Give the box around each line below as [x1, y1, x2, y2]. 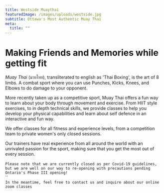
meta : [5, 21, 16, 26]
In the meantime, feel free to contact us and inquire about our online [5, 180, 160, 185]
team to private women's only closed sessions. [5, 131, 102, 137]
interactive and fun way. [5, 116, 55, 122]
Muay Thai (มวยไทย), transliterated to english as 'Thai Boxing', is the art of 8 [5, 74, 160, 80]
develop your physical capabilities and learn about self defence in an [5, 110, 147, 117]
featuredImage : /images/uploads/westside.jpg [5, 12, 101, 17]
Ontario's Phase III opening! [5, 170, 68, 176]
